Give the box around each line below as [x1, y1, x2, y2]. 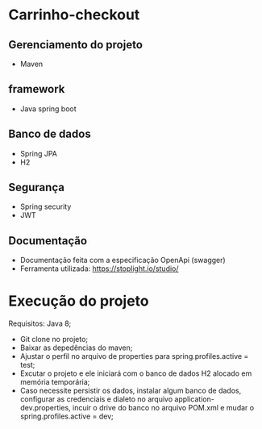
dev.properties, [19, 403, 71, 413]
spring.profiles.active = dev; [19, 411, 114, 421]
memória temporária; [19, 377, 90, 387]
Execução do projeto [8, 292, 149, 310]
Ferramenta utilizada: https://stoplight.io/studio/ [19, 264, 179, 273]
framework [8, 82, 65, 96]
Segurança [8, 181, 64, 194]
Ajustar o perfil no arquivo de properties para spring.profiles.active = [19, 352, 249, 361]
